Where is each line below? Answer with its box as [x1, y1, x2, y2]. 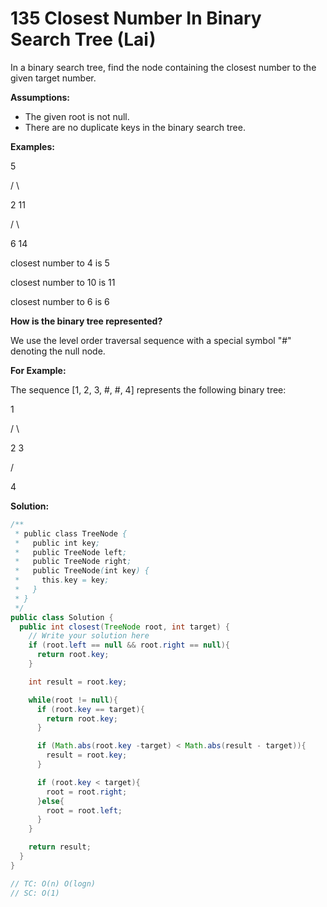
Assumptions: [10, 91, 71, 103]
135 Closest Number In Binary [10, 7, 262, 30]
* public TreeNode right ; [14, 557, 132, 567]
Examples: [10, 140, 55, 152]
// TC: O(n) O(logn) [10, 878, 97, 889]
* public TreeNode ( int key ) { [14, 566, 150, 576]
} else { [36, 796, 65, 806]
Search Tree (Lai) [10, 28, 157, 51]
